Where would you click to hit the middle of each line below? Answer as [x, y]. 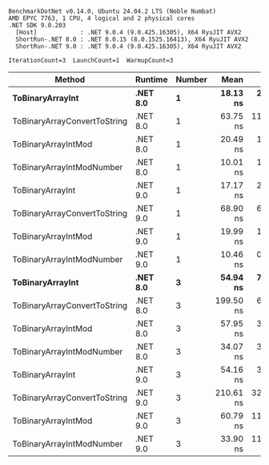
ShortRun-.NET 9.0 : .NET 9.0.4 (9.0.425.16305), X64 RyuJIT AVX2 [128, 46]
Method [70, 79]
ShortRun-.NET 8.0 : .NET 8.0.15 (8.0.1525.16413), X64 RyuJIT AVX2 [132, 39]
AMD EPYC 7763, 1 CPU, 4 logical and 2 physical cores [102, 18]
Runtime [151, 79]
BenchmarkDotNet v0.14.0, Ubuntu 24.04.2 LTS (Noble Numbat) [112, 11]
